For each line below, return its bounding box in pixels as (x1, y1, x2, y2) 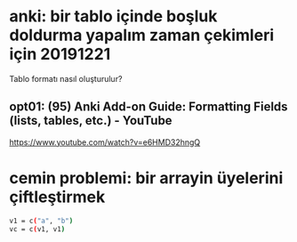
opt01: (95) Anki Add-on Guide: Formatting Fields (9, 100, 288, 115)
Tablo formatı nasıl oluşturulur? (9, 73, 123, 84)
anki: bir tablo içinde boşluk (9, 6, 218, 27)
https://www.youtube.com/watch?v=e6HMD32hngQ (9, 136, 201, 148)
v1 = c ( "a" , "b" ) (9, 216, 74, 225)
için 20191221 (9, 44, 111, 64)
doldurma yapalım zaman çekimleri (9, 25, 274, 45)
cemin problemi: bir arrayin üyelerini (9, 167, 284, 188)
